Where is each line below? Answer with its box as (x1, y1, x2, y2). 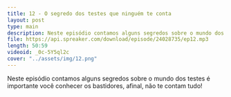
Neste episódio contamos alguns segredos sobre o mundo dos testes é (7, 74, 211, 82)
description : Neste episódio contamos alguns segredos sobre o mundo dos (7, 29, 225, 37)
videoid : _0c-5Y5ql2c (7, 49, 70, 56)
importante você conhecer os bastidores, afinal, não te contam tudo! (7, 81, 203, 90)
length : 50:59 (7, 42, 48, 49)
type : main (7, 23, 39, 30)
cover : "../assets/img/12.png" (7, 55, 98, 62)
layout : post (7, 17, 45, 24)
